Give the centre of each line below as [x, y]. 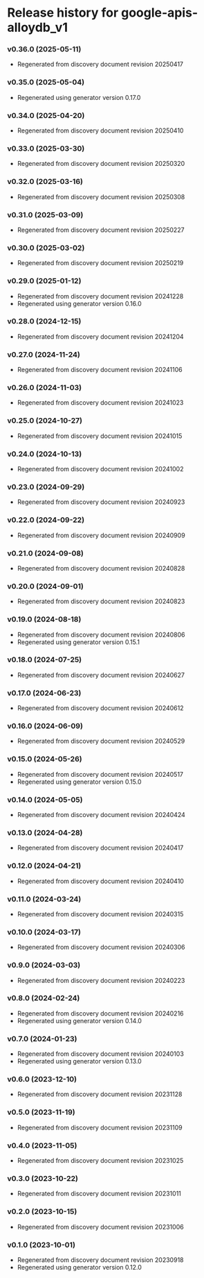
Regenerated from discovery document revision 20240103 [101, 1054]
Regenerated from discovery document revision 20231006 [101, 1227]
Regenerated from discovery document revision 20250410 [100, 131]
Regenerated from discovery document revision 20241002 [100, 469]
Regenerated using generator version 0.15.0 [79, 782]
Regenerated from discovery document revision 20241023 [100, 403]
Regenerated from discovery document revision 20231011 [99, 1194]
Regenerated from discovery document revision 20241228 [100, 296]
